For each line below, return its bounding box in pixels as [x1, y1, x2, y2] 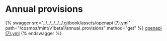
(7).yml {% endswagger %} [5, 30, 62, 36]
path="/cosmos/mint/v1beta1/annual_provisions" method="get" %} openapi [5, 25, 162, 31]
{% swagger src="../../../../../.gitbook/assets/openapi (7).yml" [5, 20, 131, 26]
